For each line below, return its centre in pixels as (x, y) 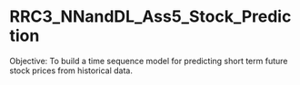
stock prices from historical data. (71, 71)
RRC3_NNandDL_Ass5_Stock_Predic (150, 17)
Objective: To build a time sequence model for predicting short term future (149, 61)
